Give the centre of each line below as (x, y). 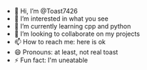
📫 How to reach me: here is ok (60, 42)
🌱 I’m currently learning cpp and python (72, 26)
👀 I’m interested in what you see (61, 19)
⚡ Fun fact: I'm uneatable (51, 60)
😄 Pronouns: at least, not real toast (66, 52)
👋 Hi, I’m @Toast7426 (46, 11)
